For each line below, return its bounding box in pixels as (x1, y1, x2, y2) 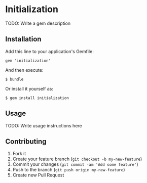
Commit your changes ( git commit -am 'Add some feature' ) (12, 161, 138, 167)
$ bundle (5, 77, 24, 82)
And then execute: (5, 67, 44, 73)
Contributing (5, 137, 47, 146)
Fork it (12, 151, 26, 157)
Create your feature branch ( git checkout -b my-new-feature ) (12, 156, 142, 162)
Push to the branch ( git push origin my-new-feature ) (12, 167, 125, 173)
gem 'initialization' (5, 58, 51, 63)
